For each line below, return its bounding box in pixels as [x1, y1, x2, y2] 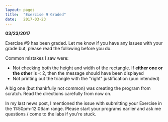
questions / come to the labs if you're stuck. [5, 111, 97, 117]
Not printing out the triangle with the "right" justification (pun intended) [12, 76, 160, 82]
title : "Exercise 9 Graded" [5, 12, 66, 17]
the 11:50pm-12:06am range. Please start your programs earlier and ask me [5, 106, 161, 112]
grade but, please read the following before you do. [5, 46, 112, 52]
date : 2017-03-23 [5, 17, 46, 22]
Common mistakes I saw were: [5, 55, 69, 61]
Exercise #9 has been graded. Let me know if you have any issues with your [5, 40, 163, 46]
